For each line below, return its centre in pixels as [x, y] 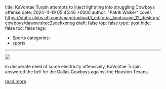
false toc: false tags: [26, 28]
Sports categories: [31, 38]
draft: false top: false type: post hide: [113, 23]
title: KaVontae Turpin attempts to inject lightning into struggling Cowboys [80, 7]
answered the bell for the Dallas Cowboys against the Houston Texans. [77, 72]
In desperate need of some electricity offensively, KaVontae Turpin [73, 67]
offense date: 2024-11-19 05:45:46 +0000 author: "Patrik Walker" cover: [79, 12]
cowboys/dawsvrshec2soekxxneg [40, 23]
